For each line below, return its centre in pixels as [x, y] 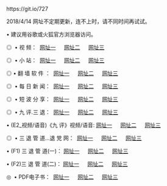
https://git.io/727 [27, 9]
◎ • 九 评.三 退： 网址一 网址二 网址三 [62, 112]
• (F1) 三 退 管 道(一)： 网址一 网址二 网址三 [67, 151]
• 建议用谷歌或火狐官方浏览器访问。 [51, 34]
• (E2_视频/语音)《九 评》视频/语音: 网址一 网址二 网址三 [84, 125]
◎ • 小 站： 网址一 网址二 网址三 [55, 60]
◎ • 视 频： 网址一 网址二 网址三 [55, 47]
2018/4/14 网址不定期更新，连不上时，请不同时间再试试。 [78, 21]
